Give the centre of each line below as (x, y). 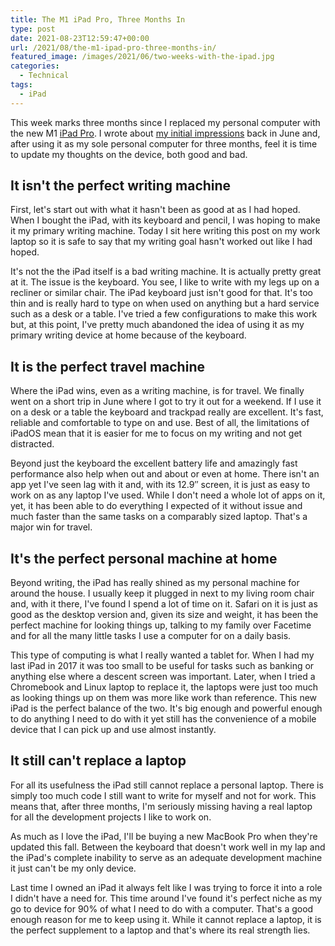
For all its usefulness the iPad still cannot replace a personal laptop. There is (167, 785)
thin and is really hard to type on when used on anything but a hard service (165, 303)
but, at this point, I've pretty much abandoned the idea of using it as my (157, 325)
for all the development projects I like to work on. (111, 817)
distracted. (32, 444)
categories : (35, 66)
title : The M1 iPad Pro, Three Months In (98, 19)
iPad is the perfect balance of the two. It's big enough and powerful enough (166, 708)
